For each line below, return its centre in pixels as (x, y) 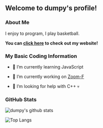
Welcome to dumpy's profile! (51, 8)
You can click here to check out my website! (51, 43)
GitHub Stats (21, 99)
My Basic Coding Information (41, 56)
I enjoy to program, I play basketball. (42, 33)
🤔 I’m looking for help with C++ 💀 (46, 86)
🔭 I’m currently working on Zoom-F (48, 76)
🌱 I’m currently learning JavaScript (48, 66)
